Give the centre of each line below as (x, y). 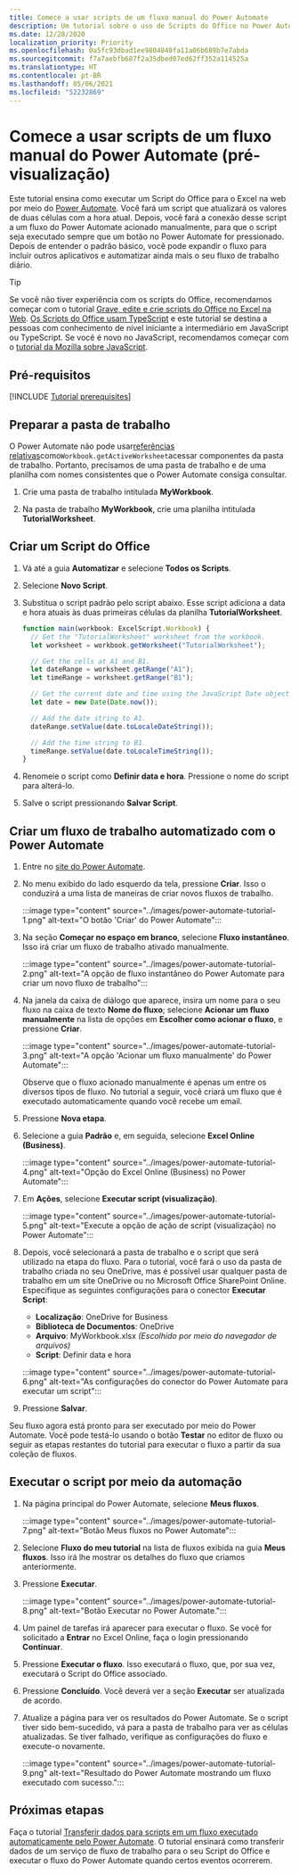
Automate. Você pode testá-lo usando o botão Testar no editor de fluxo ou (146, 1435)
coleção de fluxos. (43, 1454)
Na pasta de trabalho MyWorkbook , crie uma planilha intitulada (139, 509)
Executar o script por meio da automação (126, 1482)
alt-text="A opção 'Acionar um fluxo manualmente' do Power (161, 1056)
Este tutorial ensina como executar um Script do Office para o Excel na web (148, 199)
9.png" (35, 1772)
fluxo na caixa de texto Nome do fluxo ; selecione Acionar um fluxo (145, 1010)
